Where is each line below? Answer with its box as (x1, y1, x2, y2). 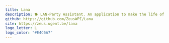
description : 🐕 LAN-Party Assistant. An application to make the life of (5, 12, 164, 17)
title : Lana (5, 7, 30, 12)
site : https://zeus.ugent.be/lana (5, 21, 78, 26)
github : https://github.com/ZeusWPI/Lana (5, 16, 94, 21)
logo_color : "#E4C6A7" (5, 30, 53, 35)
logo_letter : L (5, 26, 37, 31)
